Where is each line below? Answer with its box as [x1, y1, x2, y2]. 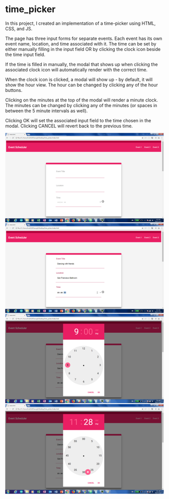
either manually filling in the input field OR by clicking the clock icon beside [5, 46, 161, 52]
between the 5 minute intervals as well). [5, 108, 88, 114]
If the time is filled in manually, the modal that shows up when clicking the [5, 61, 158, 67]
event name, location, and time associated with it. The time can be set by [5, 40, 157, 46]
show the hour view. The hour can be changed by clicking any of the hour [5, 82, 158, 88]
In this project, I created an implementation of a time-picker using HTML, [5, 20, 156, 26]
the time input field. [5, 52, 46, 58]
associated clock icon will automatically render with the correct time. [5, 67, 148, 73]
